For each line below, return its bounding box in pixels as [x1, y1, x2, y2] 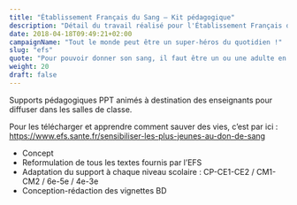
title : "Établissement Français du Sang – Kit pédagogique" [9, 12, 236, 22]
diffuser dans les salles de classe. [9, 103, 133, 115]
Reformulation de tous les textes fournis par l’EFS [21, 156, 202, 168]
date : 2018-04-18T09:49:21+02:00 [9, 29, 133, 38]
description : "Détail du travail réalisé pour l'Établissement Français [9, 21, 283, 30]
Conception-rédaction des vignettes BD [21, 185, 167, 195]
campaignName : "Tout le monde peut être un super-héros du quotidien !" [9, 37, 283, 47]
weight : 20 [9, 63, 49, 72]
